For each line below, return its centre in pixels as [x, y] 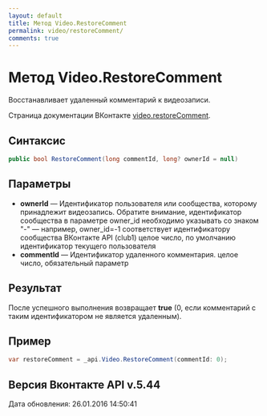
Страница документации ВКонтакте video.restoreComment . [109, 115]
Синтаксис [37, 141]
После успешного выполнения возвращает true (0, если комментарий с [132, 307]
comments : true [34, 38]
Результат [35, 288]
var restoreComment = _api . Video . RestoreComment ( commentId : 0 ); [118, 360]
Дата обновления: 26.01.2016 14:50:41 [73, 404]
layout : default [35, 16]
